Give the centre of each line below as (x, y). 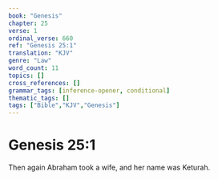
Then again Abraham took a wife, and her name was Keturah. (109, 168)
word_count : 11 (34, 68)
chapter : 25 (28, 23)
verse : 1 (23, 31)
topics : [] (26, 76)
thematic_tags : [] (39, 98)
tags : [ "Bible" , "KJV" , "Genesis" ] (64, 105)
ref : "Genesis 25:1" (43, 46)
